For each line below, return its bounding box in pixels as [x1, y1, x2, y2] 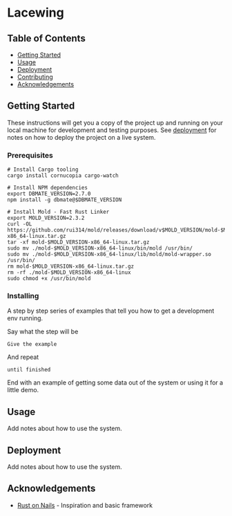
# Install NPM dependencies [7, 185, 88, 192]
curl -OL [7, 221, 32, 228]
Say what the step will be [7, 327, 79, 336]
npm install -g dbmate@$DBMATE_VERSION [7, 196, 122, 203]
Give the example [7, 341, 57, 348]
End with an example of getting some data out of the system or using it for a [7, 378, 223, 387]
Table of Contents [7, 33, 86, 44]
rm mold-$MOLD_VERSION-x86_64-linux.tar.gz [7, 263, 135, 270]
